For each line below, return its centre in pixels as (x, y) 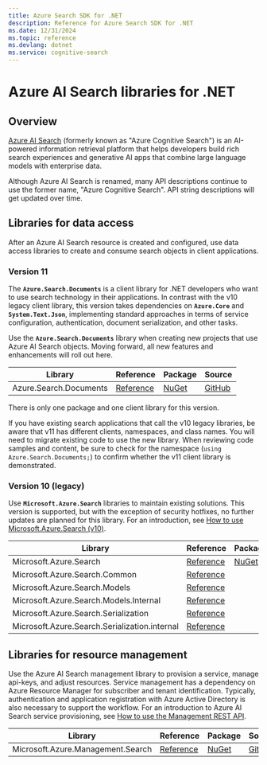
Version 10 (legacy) (46, 486)
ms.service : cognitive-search (58, 53)
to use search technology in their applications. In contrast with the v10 (123, 297)
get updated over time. (46, 198)
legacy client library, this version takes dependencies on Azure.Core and (126, 306)
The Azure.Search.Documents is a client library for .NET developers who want (133, 289)
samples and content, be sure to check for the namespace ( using (115, 449)
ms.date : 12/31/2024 (43, 30)
